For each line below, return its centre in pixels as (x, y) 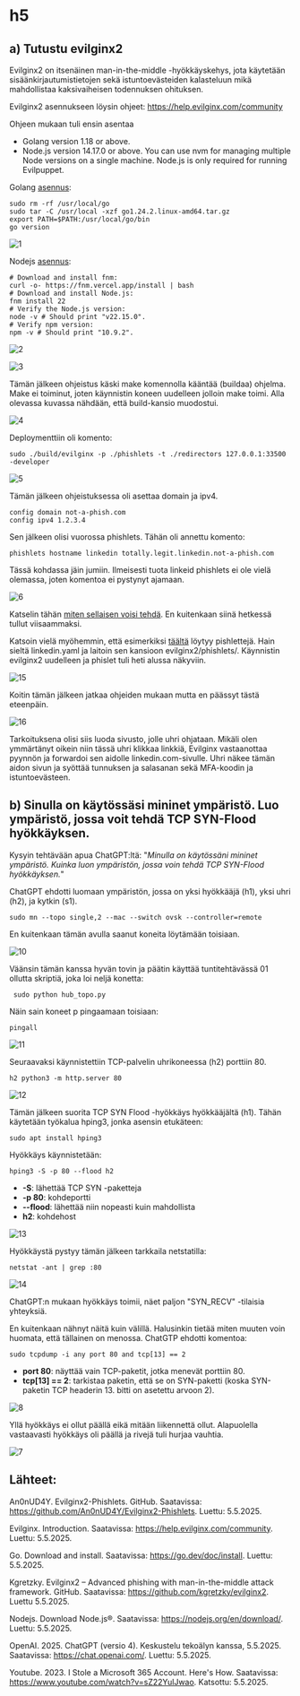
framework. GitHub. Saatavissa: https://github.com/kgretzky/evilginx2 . (139, 1591)
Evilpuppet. (43, 170)
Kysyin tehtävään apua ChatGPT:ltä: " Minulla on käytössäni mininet (133, 855)
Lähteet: (33, 1480)
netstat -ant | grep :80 (56, 1268)
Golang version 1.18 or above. (76, 141)
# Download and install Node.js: (72, 293)
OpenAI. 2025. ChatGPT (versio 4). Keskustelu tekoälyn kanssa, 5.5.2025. (146, 1645)
